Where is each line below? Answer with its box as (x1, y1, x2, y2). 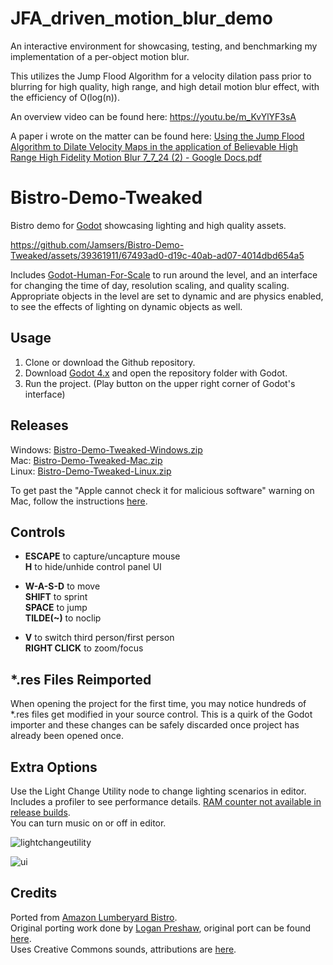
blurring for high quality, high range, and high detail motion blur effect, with (10, 80, 320, 92)
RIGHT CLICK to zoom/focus (24, 642, 144, 654)
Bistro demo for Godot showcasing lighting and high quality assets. (10, 219, 287, 231)
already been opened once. (10, 730, 124, 742)
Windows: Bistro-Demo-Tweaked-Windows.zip (10, 443, 203, 456)
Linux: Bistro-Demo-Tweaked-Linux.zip (10, 465, 172, 477)
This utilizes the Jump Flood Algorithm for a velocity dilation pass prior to (10, 70, 312, 82)
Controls (10, 523, 66, 541)
